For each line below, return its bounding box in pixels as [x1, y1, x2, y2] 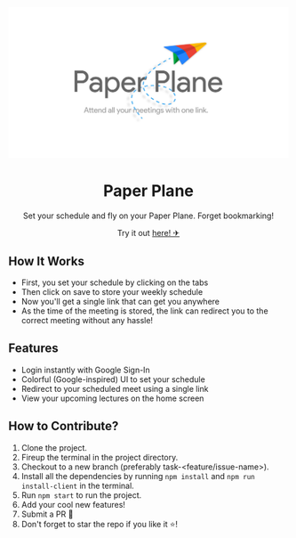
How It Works [8, 253, 85, 269]
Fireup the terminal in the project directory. [20, 452, 179, 462]
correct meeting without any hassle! [20, 314, 153, 325]
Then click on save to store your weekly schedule [20, 286, 204, 297]
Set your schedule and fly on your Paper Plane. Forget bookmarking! [22, 210, 275, 221]
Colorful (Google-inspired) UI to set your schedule [20, 373, 205, 385]
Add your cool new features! [20, 499, 126, 509]
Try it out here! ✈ [117, 228, 180, 239]
